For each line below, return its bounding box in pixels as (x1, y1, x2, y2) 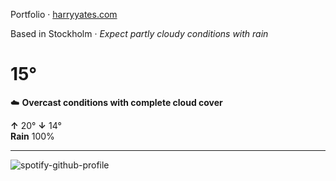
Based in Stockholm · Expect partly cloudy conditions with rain (10, 28, 269, 39)
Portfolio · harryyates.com (10, 9, 118, 20)
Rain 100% (10, 130, 55, 142)
